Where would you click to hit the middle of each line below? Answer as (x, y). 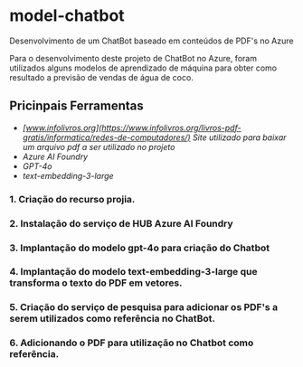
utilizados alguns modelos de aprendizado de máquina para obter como (143, 68)
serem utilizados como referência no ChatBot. (112, 319)
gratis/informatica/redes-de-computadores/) (107, 137)
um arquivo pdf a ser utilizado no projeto (99, 146)
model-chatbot (67, 16)
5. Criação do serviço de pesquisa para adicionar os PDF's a (144, 307)
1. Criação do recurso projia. (72, 199)
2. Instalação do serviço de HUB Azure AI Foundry (121, 223)
